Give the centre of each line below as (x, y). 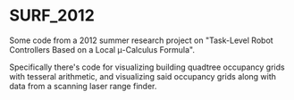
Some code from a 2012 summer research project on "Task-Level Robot (142, 40)
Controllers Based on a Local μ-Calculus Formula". (102, 49)
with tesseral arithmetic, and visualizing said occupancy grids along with (143, 76)
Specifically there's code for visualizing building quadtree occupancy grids (147, 67)
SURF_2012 (52, 16)
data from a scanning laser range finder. (83, 86)
